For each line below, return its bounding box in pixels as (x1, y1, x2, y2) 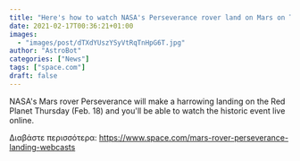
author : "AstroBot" (9, 47, 82, 55)
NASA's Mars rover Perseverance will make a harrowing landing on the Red (9, 96, 286, 106)
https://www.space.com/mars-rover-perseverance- (98, 131, 288, 143)
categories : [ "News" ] (9, 55, 90, 64)
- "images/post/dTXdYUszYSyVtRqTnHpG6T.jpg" (17, 38, 186, 47)
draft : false (9, 72, 58, 80)
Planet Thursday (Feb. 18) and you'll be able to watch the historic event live (9, 105, 286, 116)
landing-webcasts (9, 141, 76, 152)
